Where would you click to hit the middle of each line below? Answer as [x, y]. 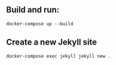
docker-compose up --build [40, 23]
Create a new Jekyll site [52, 42]
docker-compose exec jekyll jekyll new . [59, 56]
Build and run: [33, 10]
